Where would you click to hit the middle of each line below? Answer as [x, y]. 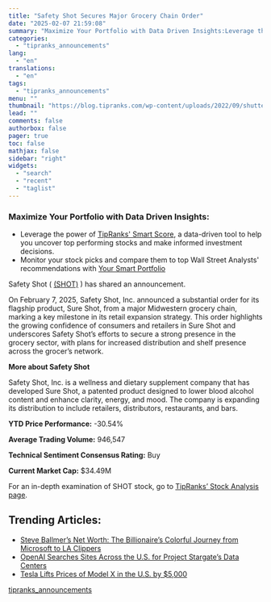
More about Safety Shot [49, 367]
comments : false [35, 121]
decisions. [37, 252]
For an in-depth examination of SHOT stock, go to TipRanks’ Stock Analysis [134, 487]
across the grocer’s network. [56, 351]
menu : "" [23, 98]
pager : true [28, 136]
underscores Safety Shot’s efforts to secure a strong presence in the [122, 334]
